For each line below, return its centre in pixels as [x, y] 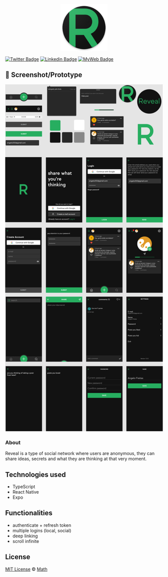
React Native [25, 492]
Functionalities [29, 513]
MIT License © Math [26, 569]
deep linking [25, 536]
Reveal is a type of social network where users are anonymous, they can [80, 453]
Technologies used [35, 474]
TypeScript [24, 487]
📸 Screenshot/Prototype [44, 75]
